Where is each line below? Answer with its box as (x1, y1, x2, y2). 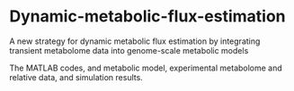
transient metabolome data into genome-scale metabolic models (9, 45, 249, 55)
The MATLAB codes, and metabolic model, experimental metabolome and (9, 62, 283, 73)
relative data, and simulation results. (9, 71, 144, 82)
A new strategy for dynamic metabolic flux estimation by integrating (9, 36, 261, 46)
